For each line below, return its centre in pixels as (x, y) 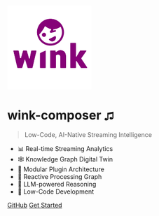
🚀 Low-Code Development (56, 192)
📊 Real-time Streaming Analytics (65, 148)
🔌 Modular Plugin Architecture (61, 169)
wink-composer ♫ (61, 116)
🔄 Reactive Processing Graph (60, 176)
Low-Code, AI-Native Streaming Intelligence (88, 134)
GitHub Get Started (35, 205)
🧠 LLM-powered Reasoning (57, 184)
